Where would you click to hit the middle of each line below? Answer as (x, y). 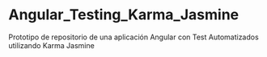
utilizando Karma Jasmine (51, 45)
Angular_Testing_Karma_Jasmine (124, 15)
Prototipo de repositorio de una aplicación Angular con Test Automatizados (133, 37)
